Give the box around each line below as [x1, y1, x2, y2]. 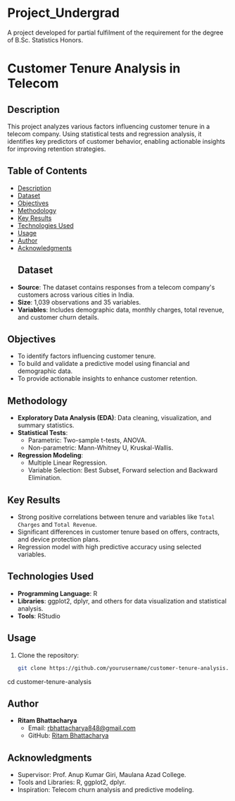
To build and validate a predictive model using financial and [17, 360, 190, 368]
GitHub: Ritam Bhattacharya [27, 731, 109, 740]
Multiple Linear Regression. [27, 458, 108, 467]
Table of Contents [7, 165, 88, 177]
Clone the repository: [17, 651, 80, 659]
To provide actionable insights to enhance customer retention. [17, 374, 198, 383]
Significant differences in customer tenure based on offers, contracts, [17, 527, 220, 536]
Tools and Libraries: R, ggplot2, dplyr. [17, 778, 127, 787]
